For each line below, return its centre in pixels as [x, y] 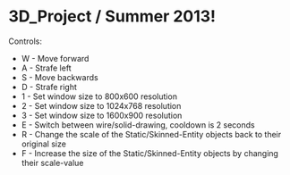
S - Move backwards [60, 77]
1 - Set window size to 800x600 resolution [99, 96]
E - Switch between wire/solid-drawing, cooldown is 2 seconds [138, 125]
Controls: [25, 41]
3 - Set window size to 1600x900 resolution [102, 115]
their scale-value [52, 162]
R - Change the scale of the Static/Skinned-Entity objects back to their [151, 134]
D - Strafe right [49, 87]
